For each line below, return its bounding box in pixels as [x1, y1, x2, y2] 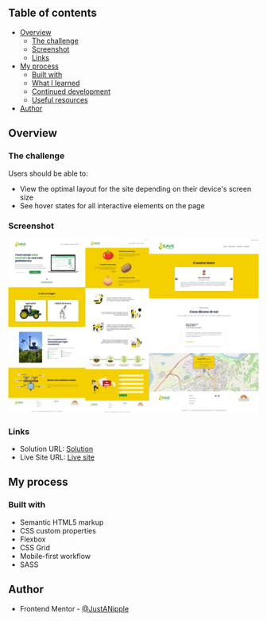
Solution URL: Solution [19, 444, 94, 454]
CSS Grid [19, 542, 50, 552]
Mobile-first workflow [19, 551, 91, 561]
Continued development [31, 87, 111, 96]
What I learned [31, 78, 80, 87]
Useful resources [31, 95, 89, 104]
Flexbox [19, 534, 46, 544]
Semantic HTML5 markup [19, 517, 104, 527]
